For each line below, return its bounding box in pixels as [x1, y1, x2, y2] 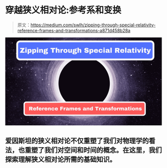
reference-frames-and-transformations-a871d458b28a [17, 27, 131, 33]
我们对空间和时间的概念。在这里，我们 [44, 146, 162, 154]
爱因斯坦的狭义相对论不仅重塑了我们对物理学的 [5, 136, 149, 145]
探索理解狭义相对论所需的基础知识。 [5, 155, 116, 164]
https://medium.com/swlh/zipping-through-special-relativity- [30, 22, 156, 28]
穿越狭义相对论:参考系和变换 [5, 4, 122, 16]
